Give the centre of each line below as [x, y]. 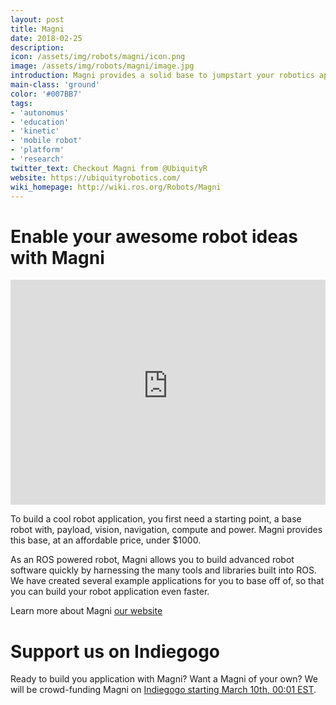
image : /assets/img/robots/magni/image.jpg [102, 66]
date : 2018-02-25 [46, 38]
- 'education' [40, 122]
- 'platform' [37, 150]
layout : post [37, 19]
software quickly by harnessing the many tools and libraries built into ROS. [163, 570]
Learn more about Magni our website [86, 611]
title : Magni [37, 29]
